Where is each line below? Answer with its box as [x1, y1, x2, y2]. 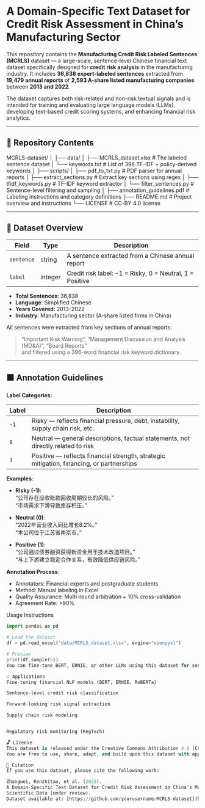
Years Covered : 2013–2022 [15, 305, 85, 312]
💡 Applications [6, 674, 46, 680]
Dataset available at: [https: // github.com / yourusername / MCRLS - [6, 796, 173, 802]
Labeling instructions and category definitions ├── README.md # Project [6, 193, 192, 200]
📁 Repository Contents [6, 138, 95, 148]
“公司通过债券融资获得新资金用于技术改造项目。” [15, 548, 135, 556]
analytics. [6, 114, 31, 122]
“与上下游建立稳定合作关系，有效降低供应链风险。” [15, 556, 141, 564]
